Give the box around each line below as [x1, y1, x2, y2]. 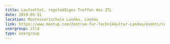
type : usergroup [5, 31, 39, 36]
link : [5, 21, 17, 27]
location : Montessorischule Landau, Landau [5, 17, 99, 22]
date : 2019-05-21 [5, 12, 42, 17]
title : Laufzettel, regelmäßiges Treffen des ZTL [5, 7, 112, 13]
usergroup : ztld [5, 26, 39, 31]
